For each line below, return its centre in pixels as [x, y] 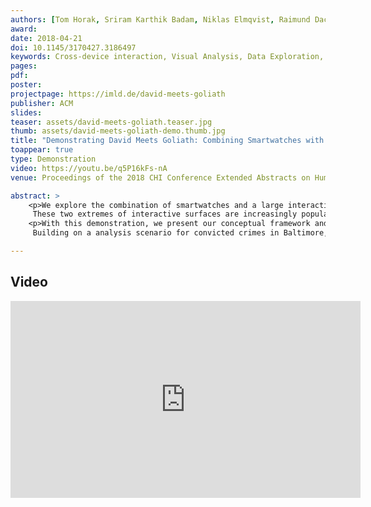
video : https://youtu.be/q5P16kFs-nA [89, 168]
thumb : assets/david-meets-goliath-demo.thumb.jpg [118, 131]
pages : [24, 66]
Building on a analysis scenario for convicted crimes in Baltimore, [180, 233]
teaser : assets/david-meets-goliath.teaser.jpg [111, 122]
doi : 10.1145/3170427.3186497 [73, 47]
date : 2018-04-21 [46, 38]
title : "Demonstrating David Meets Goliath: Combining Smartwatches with [167, 141]
